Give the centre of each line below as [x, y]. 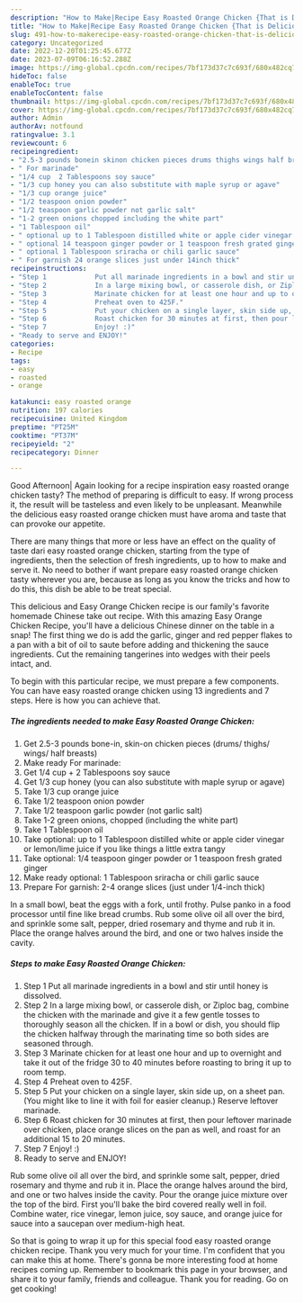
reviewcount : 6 [39, 143]
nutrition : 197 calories [57, 410]
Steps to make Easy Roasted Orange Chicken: [98, 963]
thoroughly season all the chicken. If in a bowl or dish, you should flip [151, 1024]
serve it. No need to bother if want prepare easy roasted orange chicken [144, 570]
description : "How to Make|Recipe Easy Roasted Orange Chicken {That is [149, 18]
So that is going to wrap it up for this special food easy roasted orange [141, 1241]
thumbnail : [31, 101]
